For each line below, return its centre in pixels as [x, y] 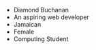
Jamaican [27, 24]
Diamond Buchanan [41, 10]
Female [24, 32]
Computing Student [41, 39]
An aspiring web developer [51, 17]
